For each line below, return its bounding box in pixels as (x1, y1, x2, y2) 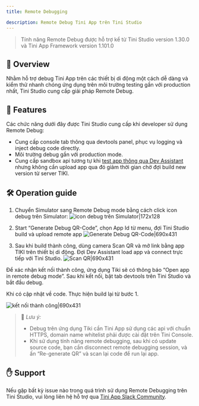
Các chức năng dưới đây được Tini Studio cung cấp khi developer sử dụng (6, 120, 188, 128)
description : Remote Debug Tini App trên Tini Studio (6, 19, 143, 26)
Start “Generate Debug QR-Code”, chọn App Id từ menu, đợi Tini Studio (14, 224, 189, 231)
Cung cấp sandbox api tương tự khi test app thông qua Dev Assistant (14, 157, 184, 164)
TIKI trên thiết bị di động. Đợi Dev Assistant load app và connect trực (14, 248, 183, 255)
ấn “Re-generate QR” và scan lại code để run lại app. (29, 350, 159, 357)
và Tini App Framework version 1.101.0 (20, 42, 114, 49)
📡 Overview (6, 59, 50, 69)
